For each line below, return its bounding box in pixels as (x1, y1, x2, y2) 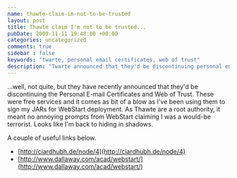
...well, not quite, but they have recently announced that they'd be (7, 82, 199, 90)
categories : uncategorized (7, 37, 87, 44)
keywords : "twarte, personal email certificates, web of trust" (7, 57, 200, 64)
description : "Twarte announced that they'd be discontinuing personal (7, 63, 222, 70)
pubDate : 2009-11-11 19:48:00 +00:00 (7, 30, 119, 37)
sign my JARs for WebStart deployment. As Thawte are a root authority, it (7, 105, 221, 113)
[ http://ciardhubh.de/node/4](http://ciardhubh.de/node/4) (17, 147, 186, 155)
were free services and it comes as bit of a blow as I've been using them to (7, 97, 226, 106)
